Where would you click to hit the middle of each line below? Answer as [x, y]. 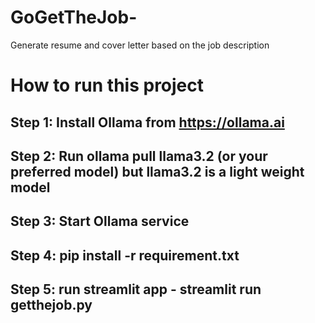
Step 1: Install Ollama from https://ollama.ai [147, 122]
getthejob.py [51, 305]
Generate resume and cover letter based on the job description [140, 45]
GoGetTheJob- [74, 17]
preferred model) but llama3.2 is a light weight [157, 171]
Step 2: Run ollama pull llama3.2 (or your [139, 156]
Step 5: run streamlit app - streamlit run [136, 289]
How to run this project [107, 85]
